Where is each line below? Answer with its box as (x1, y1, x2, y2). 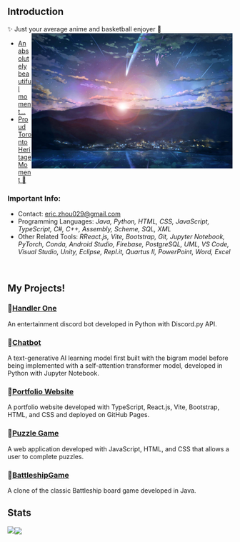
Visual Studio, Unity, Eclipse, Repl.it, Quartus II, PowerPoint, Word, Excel (17, 248, 231, 256)
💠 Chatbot (7, 337, 41, 347)
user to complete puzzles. (7, 452, 84, 461)
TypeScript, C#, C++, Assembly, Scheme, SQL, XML (17, 225, 171, 234)
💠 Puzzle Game (7, 428, 59, 438)
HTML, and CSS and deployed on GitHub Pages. (7, 411, 150, 419)
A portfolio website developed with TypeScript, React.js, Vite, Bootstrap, (7, 403, 220, 411)
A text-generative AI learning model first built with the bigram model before (7, 353, 229, 363)
